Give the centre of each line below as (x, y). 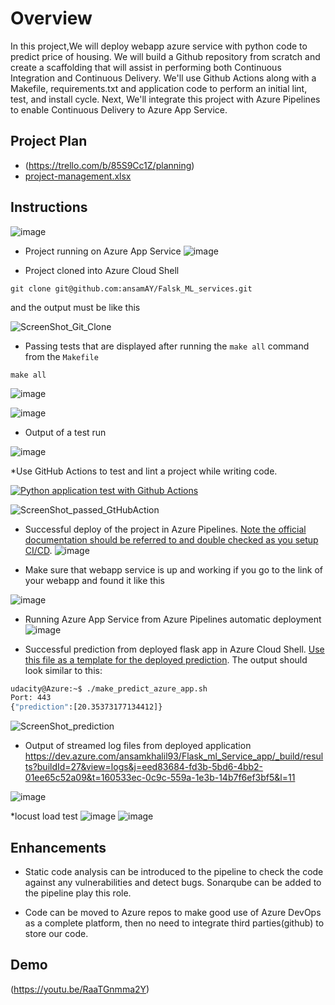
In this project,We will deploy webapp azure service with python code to (159, 46)
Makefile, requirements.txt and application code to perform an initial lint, (159, 88)
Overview (51, 18)
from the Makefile (61, 356)
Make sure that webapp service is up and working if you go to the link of (173, 569)
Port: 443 (31, 698)
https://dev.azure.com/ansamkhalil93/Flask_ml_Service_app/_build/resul (174, 756)
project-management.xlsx (78, 176)
